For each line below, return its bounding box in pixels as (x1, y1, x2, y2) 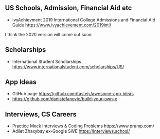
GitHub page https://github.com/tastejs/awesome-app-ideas (12, 91, 134, 97)
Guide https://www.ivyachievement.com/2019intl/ (12, 22, 112, 28)
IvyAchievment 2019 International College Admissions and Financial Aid (12, 17, 156, 22)
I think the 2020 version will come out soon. (5, 31, 93, 37)
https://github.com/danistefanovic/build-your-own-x (12, 96, 118, 102)
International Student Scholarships (12, 59, 82, 64)
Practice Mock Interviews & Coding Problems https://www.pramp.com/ (12, 123, 155, 129)
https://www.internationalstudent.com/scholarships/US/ (12, 63, 124, 70)
